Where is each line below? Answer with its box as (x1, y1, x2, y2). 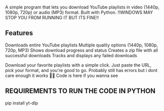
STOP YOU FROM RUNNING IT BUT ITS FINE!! (5, 15, 99, 20)
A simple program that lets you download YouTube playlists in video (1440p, (5, 4, 160, 10)
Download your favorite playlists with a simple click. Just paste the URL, (5, 62, 152, 68)
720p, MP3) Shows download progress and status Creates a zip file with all (5, 47, 158, 53)
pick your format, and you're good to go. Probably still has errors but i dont (5, 67, 158, 73)
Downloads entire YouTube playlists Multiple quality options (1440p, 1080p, (5, 42, 158, 48)
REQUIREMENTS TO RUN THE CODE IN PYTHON (5, 87, 156, 95)
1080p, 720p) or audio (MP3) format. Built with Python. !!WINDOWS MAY (5, 9, 153, 15)
